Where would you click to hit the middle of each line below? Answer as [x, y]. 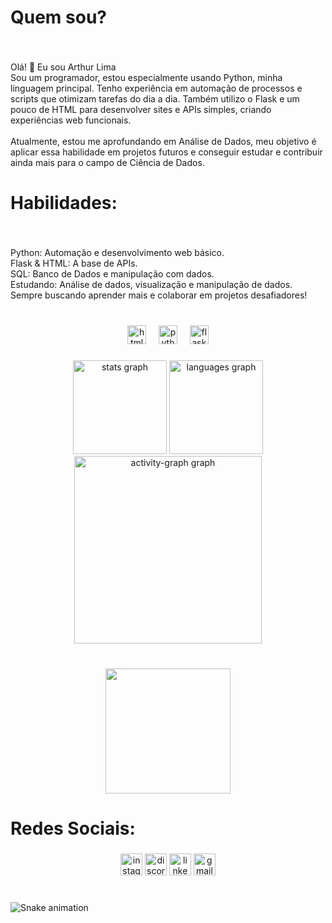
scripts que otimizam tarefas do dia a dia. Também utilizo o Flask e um [155, 99]
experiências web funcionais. [71, 120]
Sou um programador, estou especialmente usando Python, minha [146, 78]
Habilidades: [64, 203]
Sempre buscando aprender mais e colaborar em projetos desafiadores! [159, 295]
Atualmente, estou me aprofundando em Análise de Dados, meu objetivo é [163, 142]
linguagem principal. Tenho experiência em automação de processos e [156, 88]
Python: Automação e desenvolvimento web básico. [117, 253]
